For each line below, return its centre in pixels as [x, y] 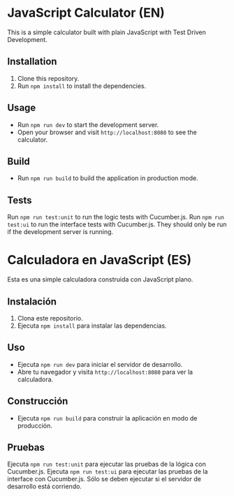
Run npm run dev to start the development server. [88, 124]
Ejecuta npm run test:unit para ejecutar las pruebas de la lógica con [107, 464]
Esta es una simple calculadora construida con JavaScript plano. [100, 279]
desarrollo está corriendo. [45, 486]
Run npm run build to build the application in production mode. [108, 178]
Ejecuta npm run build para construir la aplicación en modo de [107, 418]
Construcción [38, 401]
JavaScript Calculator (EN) [86, 13]
